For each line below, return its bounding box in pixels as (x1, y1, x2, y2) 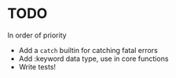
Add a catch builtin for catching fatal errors (18, 45, 158, 55)
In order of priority (7, 30, 68, 40)
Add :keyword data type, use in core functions (18, 54, 169, 63)
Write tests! (18, 62, 57, 71)
